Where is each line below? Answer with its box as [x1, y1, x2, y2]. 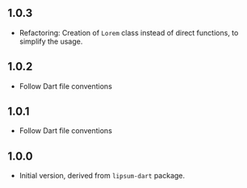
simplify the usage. [19, 36, 83, 46]
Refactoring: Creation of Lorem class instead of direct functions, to [19, 27, 239, 37]
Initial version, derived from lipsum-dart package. [19, 171, 186, 181]
